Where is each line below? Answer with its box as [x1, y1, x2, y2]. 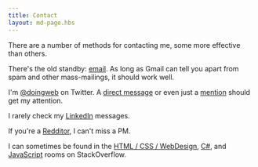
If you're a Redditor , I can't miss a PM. [8, 126, 131, 136]
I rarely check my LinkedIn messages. [8, 111, 131, 120]
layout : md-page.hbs [8, 19, 76, 27]
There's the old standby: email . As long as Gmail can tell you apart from [8, 64, 239, 73]
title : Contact [8, 11, 58, 20]
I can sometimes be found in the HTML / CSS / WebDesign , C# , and [8, 141, 227, 151]
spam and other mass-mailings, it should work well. [8, 72, 175, 82]
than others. [8, 49, 48, 58]
